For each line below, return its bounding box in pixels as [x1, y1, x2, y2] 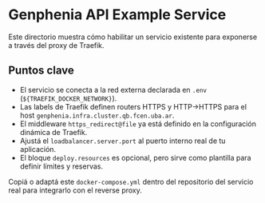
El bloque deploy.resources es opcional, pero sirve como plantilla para [19, 153, 251, 162]
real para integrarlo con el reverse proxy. [8, 185, 142, 195]
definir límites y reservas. [19, 161, 104, 171]
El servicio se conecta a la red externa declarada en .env [19, 85, 208, 94]
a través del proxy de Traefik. [8, 40, 105, 50]
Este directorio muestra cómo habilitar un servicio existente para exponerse [8, 32, 258, 42]
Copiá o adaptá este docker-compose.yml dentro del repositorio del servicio [8, 177, 254, 186]
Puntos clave [8, 64, 74, 78]
